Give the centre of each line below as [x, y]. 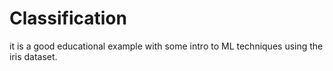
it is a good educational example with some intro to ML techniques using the [166, 46]
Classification [68, 18]
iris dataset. [33, 56]
